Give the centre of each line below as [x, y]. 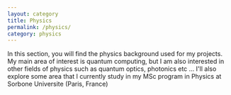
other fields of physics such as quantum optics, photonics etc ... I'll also [112, 69]
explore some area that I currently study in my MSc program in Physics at [114, 77]
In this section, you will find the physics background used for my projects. [115, 54]
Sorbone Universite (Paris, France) [58, 84]
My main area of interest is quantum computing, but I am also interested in [116, 62]
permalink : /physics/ [39, 27]
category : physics [34, 34]
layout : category [33, 14]
